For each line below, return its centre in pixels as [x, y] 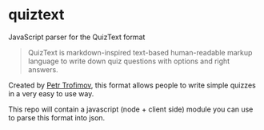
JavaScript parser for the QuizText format [77, 37]
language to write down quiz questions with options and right [129, 61]
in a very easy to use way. [51, 93]
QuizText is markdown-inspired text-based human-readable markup [140, 52]
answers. [43, 69]
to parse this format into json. [57, 117]
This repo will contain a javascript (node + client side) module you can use [131, 109]
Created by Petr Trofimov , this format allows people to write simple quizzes [132, 85]
